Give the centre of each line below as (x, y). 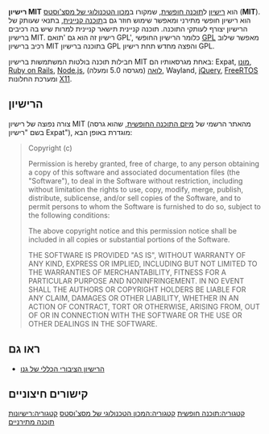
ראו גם (24, 350)
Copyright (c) (50, 148)
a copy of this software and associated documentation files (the (134, 172)
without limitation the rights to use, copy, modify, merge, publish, (136, 189)
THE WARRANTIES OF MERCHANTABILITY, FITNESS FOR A (127, 272)
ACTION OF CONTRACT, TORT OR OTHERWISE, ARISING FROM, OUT (144, 306)
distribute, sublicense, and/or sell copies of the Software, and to (134, 198)
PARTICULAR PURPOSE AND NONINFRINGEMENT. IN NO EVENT (136, 280)
